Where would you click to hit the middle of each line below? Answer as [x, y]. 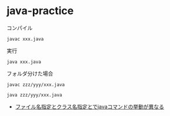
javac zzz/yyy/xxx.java [36, 84]
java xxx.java [24, 62]
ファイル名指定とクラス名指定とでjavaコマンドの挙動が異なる [89, 107]
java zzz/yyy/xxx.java [34, 95]
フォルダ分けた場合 [30, 73]
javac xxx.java [25, 39]
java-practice [40, 11]
